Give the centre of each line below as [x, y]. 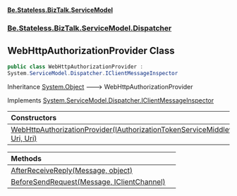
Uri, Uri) [24, 138]
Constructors [34, 118]
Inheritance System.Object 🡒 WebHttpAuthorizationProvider [100, 87]
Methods [26, 159]
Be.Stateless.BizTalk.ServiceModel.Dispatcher [90, 28]
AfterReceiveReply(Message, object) [72, 171]
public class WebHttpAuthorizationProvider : [75, 67]
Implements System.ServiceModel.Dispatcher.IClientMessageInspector [111, 100]
